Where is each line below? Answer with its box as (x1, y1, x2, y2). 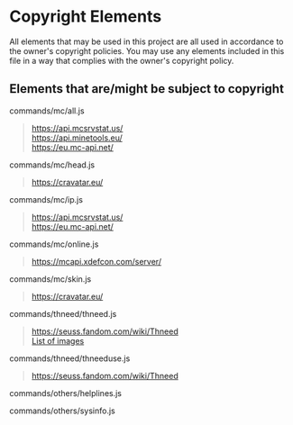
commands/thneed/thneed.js (9, 308, 117, 319)
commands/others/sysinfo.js (9, 405, 115, 416)
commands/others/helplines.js (9, 387, 123, 398)
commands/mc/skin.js (9, 273, 92, 285)
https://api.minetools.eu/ (31, 132, 124, 143)
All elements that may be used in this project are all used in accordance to (9, 36, 284, 47)
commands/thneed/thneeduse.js (9, 353, 131, 364)
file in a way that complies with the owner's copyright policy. (9, 55, 234, 66)
